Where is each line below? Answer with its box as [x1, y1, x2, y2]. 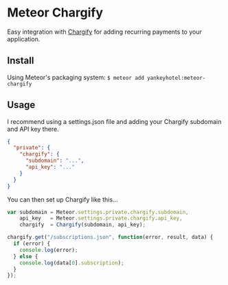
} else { [13, 253, 38, 260]
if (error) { [13, 240, 51, 247]
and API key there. [7, 125, 60, 133]
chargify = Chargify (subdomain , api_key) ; [19, 222, 146, 229]
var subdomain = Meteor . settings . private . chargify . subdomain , [7, 209, 189, 215]
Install [7, 55, 34, 67]
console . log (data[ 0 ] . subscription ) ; [19, 260, 125, 266]
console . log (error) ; [19, 246, 78, 253]
